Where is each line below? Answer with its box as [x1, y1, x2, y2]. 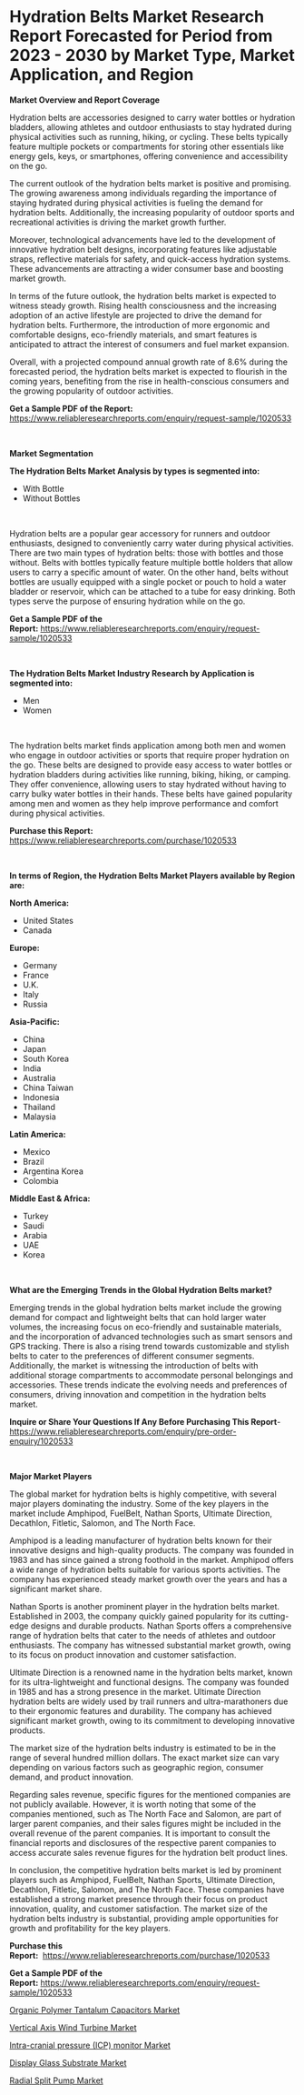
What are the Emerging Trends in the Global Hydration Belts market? [9, 1284, 272, 1295]
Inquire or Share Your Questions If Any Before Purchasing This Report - [9, 1416, 281, 1427]
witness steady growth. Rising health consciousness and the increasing [9, 300, 277, 311]
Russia [22, 998, 48, 1009]
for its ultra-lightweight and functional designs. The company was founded [9, 1676, 289, 1688]
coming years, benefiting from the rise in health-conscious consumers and [9, 376, 289, 386]
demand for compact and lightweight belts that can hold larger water [9, 1311, 267, 1322]
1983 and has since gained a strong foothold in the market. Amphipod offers [9, 1554, 294, 1565]
